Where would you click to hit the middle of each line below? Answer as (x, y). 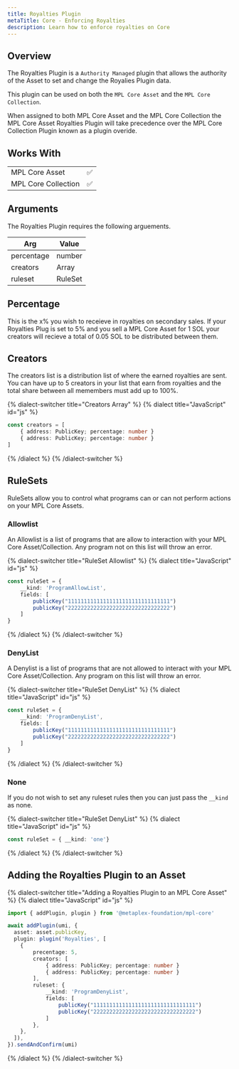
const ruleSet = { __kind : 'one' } (59, 839)
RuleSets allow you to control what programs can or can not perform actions (119, 498)
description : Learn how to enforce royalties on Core (89, 27)
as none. (20, 805)
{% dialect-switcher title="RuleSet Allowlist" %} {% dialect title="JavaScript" (119, 561)
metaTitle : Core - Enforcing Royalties (67, 21)
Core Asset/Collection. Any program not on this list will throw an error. (110, 547)
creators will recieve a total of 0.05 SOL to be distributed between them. (113, 336)
